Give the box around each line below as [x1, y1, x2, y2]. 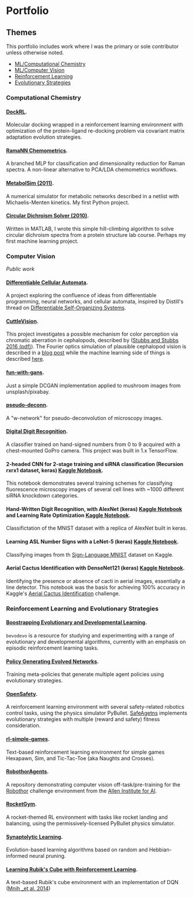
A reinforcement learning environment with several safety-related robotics [6, 703, 185, 710]
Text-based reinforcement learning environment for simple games [6, 748, 165, 755]
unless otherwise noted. [6, 49, 64, 56]
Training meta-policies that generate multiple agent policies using [6, 671, 164, 678]
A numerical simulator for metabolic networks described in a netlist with [6, 192, 180, 199]
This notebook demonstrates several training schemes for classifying [6, 479, 173, 487]
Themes [6, 27, 37, 37]
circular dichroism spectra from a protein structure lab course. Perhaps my [6, 231, 186, 238]
